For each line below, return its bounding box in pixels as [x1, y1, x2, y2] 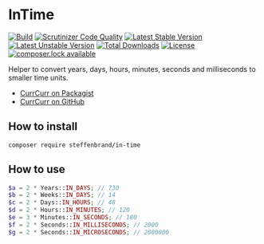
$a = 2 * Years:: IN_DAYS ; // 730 [8, 183, 120, 192]
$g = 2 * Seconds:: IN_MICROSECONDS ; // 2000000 [8, 228, 170, 236]
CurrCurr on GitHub [19, 96, 85, 106]
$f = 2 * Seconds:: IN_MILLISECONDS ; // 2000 [8, 221, 159, 229]
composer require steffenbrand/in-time [8, 141, 141, 149]
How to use [8, 163, 65, 176]
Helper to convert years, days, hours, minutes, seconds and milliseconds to [8, 64, 257, 73]
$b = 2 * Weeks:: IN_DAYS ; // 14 [8, 191, 116, 199]
